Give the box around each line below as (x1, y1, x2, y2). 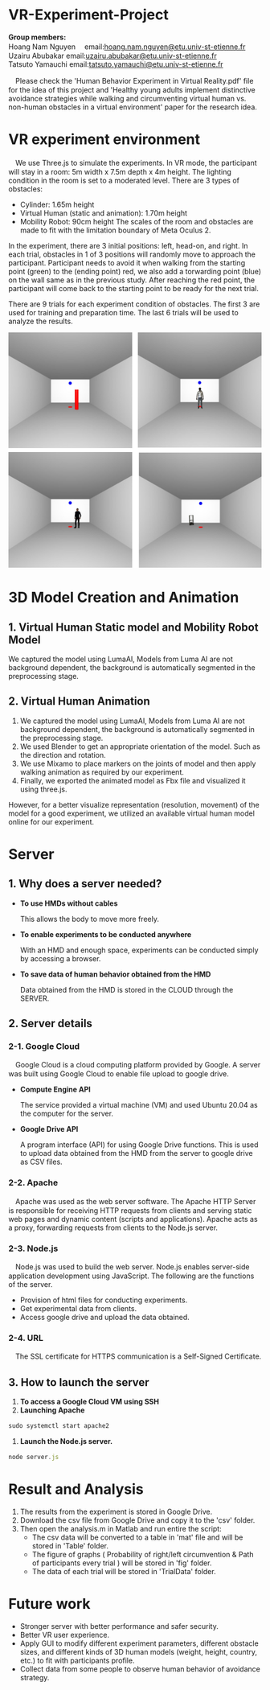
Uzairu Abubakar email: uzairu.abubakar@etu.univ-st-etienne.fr (8, 51, 217, 60)
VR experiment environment (8, 130, 201, 149)
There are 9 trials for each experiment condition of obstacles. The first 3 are (8, 299, 260, 309)
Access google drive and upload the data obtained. (19, 1313, 190, 1322)
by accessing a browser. (19, 953, 101, 963)
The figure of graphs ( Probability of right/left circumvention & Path (31, 1549, 254, 1559)
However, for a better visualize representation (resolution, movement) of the (8, 800, 260, 809)
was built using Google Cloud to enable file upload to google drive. (8, 1069, 229, 1079)
